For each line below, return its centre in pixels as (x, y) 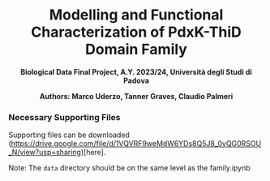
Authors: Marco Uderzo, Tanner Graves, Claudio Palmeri (136, 96)
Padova (136, 80)
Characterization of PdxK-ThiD (136, 32)
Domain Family (136, 50)
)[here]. (93, 153)
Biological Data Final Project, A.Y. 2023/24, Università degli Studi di (136, 71)
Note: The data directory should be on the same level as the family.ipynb (130, 168)
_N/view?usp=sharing (45, 153)
